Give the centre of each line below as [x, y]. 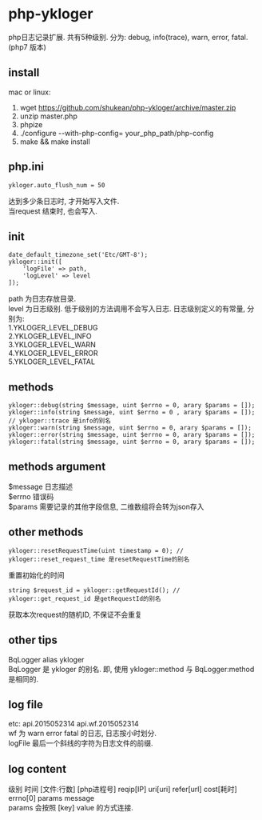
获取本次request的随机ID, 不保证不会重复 [75, 614]
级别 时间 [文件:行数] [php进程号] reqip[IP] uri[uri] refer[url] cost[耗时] [123, 790]
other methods [46, 532]
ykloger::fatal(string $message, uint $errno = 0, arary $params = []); [132, 442]
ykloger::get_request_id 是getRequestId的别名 [85, 598]
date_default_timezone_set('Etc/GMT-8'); [78, 255]
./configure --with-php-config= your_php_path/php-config [117, 133]
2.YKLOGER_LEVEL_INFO [50, 336]
